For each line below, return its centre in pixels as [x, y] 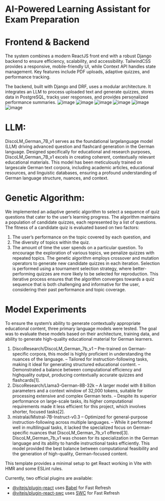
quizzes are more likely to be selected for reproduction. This [97, 274]
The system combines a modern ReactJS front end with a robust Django [78, 56]
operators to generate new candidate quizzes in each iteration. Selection [86, 263]
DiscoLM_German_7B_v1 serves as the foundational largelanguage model [79, 141]
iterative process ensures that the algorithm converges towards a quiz [83, 279]
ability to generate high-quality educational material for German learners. [79, 339]
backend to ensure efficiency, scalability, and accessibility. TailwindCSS [78, 61]
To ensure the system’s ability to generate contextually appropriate [73, 323]
